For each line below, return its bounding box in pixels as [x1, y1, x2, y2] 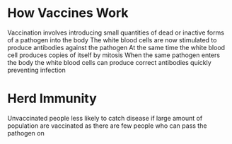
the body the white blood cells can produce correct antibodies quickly [7, 58, 212, 66]
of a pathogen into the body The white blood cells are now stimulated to [7, 35, 217, 44]
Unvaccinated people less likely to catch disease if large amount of [7, 114, 203, 122]
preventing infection [7, 66, 66, 74]
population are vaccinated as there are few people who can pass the [7, 121, 207, 130]
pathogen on [7, 128, 45, 137]
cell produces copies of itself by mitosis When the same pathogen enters [7, 51, 221, 59]
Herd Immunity [7, 90, 97, 107]
